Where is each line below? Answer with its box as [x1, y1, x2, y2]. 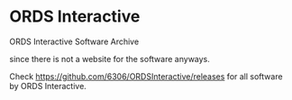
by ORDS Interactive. [9, 80, 87, 91]
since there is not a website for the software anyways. [9, 53, 210, 64]
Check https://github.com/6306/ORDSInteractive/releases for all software [9, 70, 283, 82]
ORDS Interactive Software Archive [9, 36, 140, 47]
